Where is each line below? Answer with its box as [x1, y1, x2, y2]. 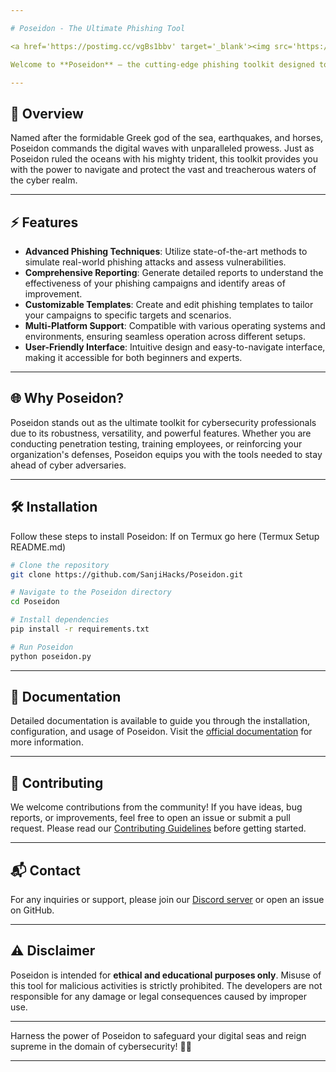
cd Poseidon [10, 597, 60, 607]
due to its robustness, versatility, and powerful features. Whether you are [10, 427, 312, 439]
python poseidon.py [10, 651, 92, 661]
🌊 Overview [10, 105, 84, 122]
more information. [10, 736, 84, 748]
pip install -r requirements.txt [10, 624, 150, 634]
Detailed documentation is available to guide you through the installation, [10, 715, 311, 727]
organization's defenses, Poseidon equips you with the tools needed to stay [10, 448, 323, 460]
